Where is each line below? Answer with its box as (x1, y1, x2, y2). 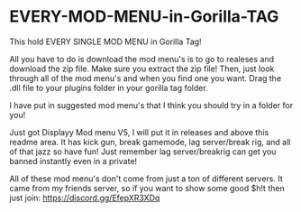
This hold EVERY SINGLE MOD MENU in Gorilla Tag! (9, 36, 202, 47)
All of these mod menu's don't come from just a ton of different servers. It (9, 173, 284, 184)
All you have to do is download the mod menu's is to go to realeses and (9, 53, 275, 64)
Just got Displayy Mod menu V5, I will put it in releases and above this (9, 126, 269, 137)
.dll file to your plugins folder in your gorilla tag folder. (9, 82, 209, 93)
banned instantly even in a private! (9, 155, 138, 166)
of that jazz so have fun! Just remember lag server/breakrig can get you (9, 146, 277, 157)
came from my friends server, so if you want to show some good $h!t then (9, 182, 286, 193)
